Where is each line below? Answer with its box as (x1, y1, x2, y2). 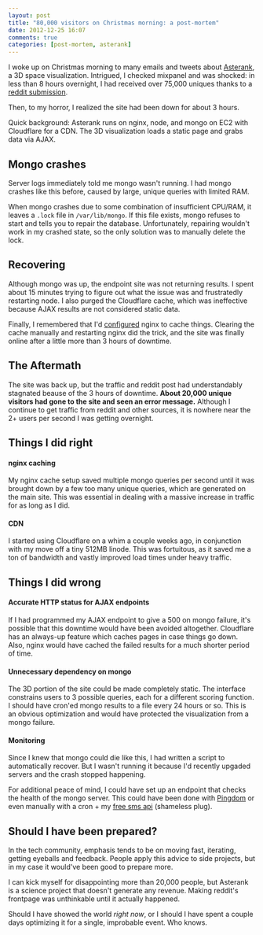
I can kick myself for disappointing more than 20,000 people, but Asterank (8, 878, 249, 887)
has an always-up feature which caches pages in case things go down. (8, 631, 238, 641)
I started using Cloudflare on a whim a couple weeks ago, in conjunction (8, 536, 242, 545)
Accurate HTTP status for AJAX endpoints (8, 597, 150, 607)
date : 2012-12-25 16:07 (8, 26, 86, 34)
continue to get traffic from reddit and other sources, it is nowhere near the (8, 405, 251, 414)
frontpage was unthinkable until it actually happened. (8, 894, 181, 904)
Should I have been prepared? (8, 824, 158, 838)
